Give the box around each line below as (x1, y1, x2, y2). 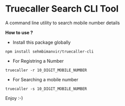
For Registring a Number (12, 58, 64, 64)
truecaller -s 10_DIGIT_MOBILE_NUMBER (5, 86, 87, 91)
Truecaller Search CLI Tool (5, 3, 119, 15)
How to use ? (5, 29, 33, 35)
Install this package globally (12, 39, 71, 45)
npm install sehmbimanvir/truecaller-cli (5, 49, 94, 54)
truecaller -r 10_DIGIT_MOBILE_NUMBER (5, 68, 87, 73)
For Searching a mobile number (12, 76, 78, 82)
